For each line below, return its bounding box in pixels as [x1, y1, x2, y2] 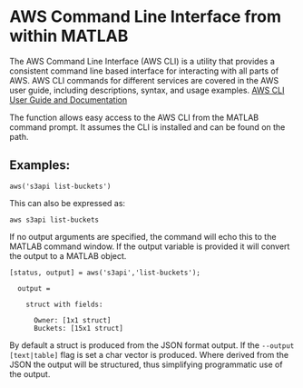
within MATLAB [9, 25, 129, 46]
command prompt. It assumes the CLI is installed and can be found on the [9, 121, 286, 133]
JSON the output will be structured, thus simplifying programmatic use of [9, 359, 283, 370]
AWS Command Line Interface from [9, 6, 281, 27]
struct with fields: [25, 300, 103, 309]
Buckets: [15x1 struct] [33, 323, 124, 333]
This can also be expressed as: [9, 197, 125, 208]
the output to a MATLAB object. [9, 250, 127, 261]
